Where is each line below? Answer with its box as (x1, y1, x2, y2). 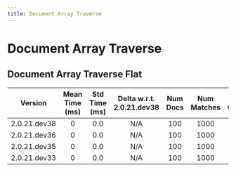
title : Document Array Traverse (7, 10, 102, 18)
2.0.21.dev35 (11, 141, 56, 151)
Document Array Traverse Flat (7, 68, 143, 81)
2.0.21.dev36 (11, 130, 56, 140)
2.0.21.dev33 (11, 152, 56, 162)
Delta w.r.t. (117, 93, 155, 103)
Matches (190, 102, 221, 112)
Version (20, 98, 47, 107)
